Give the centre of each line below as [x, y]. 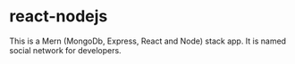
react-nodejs [59, 16]
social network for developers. [66, 50]
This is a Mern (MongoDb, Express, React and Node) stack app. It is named [148, 41]
